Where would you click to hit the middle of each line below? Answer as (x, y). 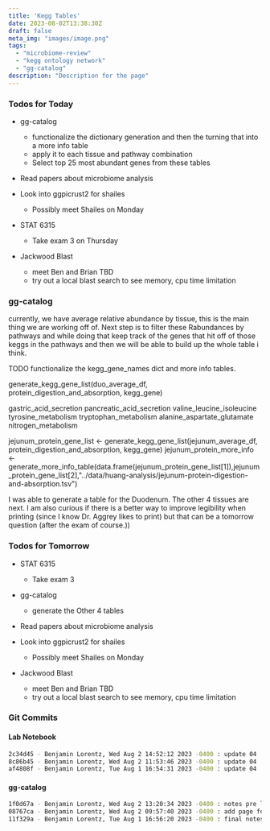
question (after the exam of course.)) (70, 525)
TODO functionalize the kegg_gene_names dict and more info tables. (122, 369)
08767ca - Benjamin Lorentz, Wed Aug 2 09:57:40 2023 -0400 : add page (131, 812)
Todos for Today (41, 104)
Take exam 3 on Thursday (75, 240)
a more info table (60, 145)
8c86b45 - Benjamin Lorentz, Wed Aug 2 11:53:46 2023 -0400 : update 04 (133, 762)
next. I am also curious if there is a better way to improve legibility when (127, 508)
